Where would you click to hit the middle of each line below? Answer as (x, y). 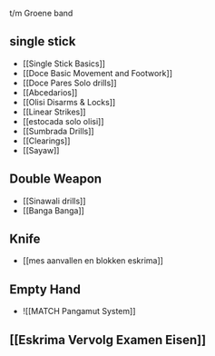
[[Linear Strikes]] (54, 112)
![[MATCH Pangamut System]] (79, 311)
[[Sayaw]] (41, 150)
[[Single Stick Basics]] (64, 64)
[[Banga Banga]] (53, 210)
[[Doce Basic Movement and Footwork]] (97, 73)
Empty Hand (45, 289)
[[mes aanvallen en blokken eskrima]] (93, 261)
